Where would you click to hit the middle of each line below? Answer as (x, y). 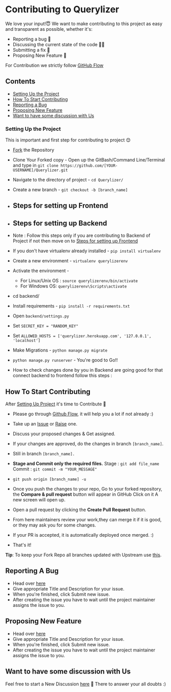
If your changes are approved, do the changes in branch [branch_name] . (88, 444)
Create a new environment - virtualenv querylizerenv (70, 261)
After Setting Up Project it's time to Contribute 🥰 (56, 404)
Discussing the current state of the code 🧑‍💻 (58, 44)
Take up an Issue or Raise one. (45, 424)
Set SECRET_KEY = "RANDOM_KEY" (45, 326)
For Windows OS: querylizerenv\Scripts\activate (74, 286)
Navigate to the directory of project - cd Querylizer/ (68, 180)
